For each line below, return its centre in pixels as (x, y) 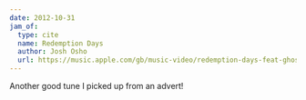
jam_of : (24, 26)
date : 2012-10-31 (42, 18)
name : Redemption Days (61, 43)
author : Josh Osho (53, 52)
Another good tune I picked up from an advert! (97, 86)
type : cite (38, 35)
